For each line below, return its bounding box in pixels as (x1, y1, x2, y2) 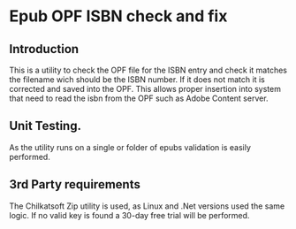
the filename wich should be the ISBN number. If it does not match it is (9, 74, 265, 85)
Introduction (9, 42, 80, 57)
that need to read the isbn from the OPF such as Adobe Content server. (9, 93, 269, 103)
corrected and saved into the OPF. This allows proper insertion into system (9, 84, 281, 94)
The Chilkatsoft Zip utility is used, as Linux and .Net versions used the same (9, 201, 285, 211)
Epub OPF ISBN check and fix (9, 6, 228, 27)
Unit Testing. (9, 118, 82, 134)
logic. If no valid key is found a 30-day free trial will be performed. (9, 210, 250, 220)
